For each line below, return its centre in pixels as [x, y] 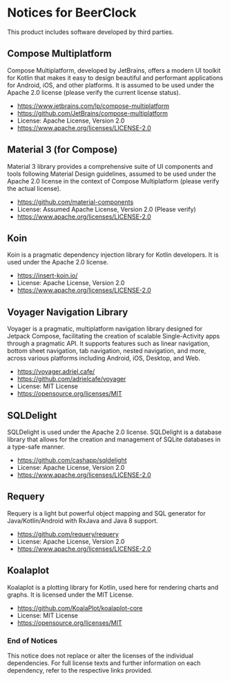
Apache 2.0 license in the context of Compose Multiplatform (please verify [113, 181]
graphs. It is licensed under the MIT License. [70, 594]
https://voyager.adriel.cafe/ [56, 372]
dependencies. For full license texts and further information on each [104, 663]
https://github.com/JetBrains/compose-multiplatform [92, 113]
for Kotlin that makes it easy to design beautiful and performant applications [115, 78]
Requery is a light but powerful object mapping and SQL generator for [106, 513]
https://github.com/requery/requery [68, 534]
